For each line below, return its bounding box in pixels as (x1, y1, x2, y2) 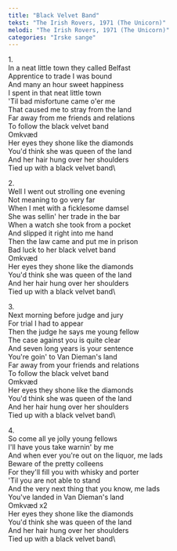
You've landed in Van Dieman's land (8, 492, 125, 502)
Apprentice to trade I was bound (8, 71, 112, 81)
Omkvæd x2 (8, 501, 48, 510)
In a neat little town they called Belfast (8, 64, 131, 73)
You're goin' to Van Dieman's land (8, 352, 117, 362)
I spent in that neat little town (8, 88, 102, 98)
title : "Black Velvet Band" (8, 11, 100, 20)
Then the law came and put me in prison (8, 237, 139, 246)
